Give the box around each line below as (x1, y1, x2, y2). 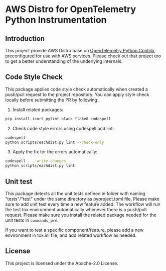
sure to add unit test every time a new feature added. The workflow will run (5, 201, 160, 207)
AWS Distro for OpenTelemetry (5, 4, 136, 15)
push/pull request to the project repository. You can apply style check (5, 92, 149, 98)
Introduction (5, 34, 45, 43)
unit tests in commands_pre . (5, 217, 59, 223)
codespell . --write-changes (5, 158, 66, 164)
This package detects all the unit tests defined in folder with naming (5, 191, 145, 197)
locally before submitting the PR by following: (5, 97, 99, 103)
